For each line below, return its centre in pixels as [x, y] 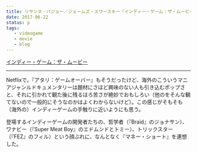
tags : [13, 28]
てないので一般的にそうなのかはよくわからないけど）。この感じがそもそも [94, 102]
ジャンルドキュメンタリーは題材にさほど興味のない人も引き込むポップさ [98, 87]
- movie [23, 39]
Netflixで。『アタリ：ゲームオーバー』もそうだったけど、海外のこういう [92, 79]
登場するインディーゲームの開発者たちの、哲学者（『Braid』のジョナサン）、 [97, 122]
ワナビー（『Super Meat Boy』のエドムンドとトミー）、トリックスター [90, 129]
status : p [18, 22]
